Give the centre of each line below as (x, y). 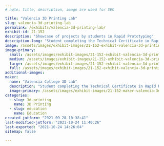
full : (15, 68)
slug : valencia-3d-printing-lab (38, 23)
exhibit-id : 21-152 (25, 32)
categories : (17, 95)
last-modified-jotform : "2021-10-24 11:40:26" (53, 122)
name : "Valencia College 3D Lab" (43, 82)
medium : (17, 59)
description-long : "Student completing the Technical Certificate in (77, 41)
